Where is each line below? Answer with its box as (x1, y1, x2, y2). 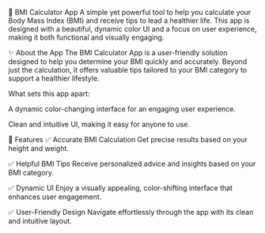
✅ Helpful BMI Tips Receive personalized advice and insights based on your (8, 159, 256, 168)
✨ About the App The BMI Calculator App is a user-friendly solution (8, 48, 228, 57)
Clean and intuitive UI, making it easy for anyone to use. (8, 119, 190, 129)
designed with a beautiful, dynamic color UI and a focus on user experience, (8, 24, 257, 33)
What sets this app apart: (8, 89, 90, 98)
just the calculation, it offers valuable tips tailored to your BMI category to (8, 66, 248, 74)
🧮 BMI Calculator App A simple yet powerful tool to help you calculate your (8, 8, 252, 17)
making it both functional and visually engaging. (8, 32, 165, 42)
